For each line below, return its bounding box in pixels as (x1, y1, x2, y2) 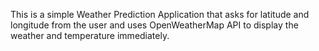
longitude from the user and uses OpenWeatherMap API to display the (10, 19, 299, 31)
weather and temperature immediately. (10, 30, 170, 41)
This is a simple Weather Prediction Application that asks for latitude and (10, 9, 310, 20)
